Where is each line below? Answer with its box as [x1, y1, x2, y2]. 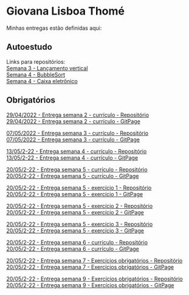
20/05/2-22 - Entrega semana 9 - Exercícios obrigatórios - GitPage [6, 281, 174, 289]
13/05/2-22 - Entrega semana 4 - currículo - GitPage [6, 154, 139, 161]
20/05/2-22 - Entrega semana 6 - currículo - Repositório [6, 239, 148, 246]
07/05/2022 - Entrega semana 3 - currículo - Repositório [6, 129, 149, 137]
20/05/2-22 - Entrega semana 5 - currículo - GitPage [6, 172, 139, 180]
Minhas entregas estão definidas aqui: [6, 24, 102, 32]
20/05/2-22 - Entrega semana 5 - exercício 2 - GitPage [6, 208, 145, 216]
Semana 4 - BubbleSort [6, 71, 66, 78]
